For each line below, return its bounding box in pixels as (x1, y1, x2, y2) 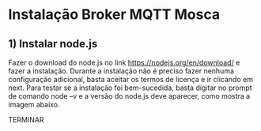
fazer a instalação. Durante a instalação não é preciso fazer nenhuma (8, 66, 235, 76)
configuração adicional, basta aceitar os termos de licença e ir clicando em (8, 75, 253, 84)
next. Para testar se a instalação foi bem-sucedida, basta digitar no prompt (8, 83, 252, 92)
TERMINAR (8, 115, 45, 124)
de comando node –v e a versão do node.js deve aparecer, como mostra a (8, 92, 251, 100)
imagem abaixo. (8, 100, 61, 109)
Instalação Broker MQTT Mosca (8, 6, 220, 24)
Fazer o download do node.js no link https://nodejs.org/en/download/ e (8, 58, 240, 67)
